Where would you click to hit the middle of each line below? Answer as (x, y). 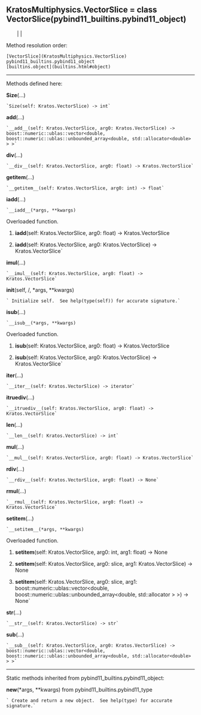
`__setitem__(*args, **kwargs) (45, 529)
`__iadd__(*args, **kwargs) (41, 210)
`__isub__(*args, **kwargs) (41, 323)
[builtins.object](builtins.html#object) (59, 67)
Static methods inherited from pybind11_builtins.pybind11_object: (85, 678)
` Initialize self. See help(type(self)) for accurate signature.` (93, 301)
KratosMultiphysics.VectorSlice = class (82, 10)
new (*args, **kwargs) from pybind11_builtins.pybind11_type (79, 689)
